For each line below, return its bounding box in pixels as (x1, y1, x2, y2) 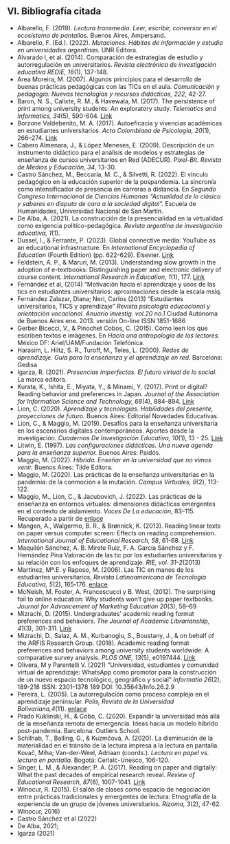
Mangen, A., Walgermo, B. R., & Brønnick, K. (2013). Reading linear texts (16, 522, 221, 530)
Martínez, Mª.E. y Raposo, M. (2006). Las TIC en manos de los (16, 565, 194, 574)
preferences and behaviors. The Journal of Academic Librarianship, (16, 617, 210, 625)
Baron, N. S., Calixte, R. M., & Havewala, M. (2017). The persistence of (16, 96, 215, 105)
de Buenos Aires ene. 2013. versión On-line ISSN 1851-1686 (16, 316, 186, 325)
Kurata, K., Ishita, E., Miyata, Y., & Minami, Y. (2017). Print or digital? (16, 382, 208, 391)
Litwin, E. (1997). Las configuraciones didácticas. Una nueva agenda (16, 441, 213, 449)
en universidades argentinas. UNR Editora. (16, 45, 138, 54)
